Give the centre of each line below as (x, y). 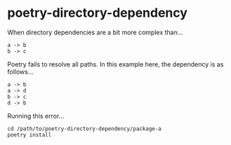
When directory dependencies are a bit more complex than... (95, 32)
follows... (20, 71)
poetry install (29, 134)
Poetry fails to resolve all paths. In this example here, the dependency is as (115, 64)
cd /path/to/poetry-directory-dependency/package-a (84, 129)
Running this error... (36, 116)
